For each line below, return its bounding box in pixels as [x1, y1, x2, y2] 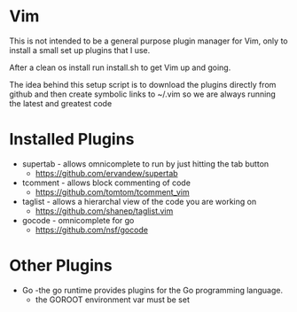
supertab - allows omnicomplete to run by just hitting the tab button [21, 158, 270, 169]
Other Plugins [9, 255, 113, 276]
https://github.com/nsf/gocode [35, 224, 149, 235]
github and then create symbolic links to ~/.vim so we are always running [9, 89, 277, 99]
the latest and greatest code [9, 97, 113, 108]
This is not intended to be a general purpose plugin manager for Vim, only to [9, 35, 288, 46]
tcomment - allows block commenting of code [21, 177, 191, 188]
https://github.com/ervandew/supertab [35, 168, 179, 178]
